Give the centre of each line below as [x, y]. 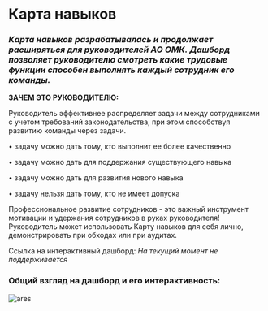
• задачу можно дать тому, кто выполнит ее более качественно [120, 146]
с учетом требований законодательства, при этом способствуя [119, 122]
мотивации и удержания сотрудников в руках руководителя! [115, 218]
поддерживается [38, 260]
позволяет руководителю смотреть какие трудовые [118, 60]
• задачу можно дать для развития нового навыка [96, 178]
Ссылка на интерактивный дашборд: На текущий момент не [113, 251]
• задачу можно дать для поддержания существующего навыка [120, 162]
